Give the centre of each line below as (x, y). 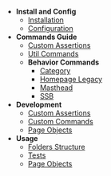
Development (39, 104)
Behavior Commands (63, 62)
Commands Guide (46, 37)
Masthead (56, 88)
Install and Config (46, 12)
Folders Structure (56, 147)
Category (55, 70)
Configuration (50, 28)
